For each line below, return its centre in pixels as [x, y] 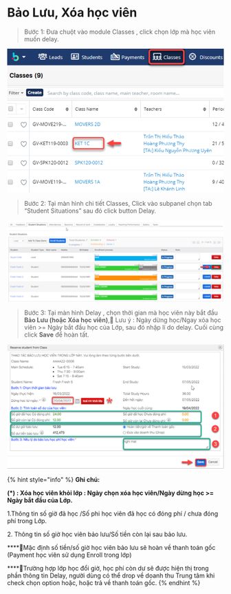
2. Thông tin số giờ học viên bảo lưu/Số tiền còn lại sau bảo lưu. [97, 534]
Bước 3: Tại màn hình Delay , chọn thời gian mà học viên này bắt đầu [121, 313]
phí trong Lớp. [27, 521]
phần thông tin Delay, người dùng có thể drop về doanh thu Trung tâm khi [111, 575]
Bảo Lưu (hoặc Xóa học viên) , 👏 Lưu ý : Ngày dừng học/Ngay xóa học [122, 320]
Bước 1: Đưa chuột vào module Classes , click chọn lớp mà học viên [119, 32]
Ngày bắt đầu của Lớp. [40, 500]
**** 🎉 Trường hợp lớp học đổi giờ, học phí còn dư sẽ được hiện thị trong [108, 569]
